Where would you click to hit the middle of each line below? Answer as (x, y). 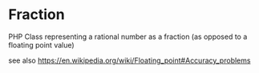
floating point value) (41, 44)
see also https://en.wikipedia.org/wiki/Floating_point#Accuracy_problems (129, 60)
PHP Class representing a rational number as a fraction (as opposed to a (128, 36)
